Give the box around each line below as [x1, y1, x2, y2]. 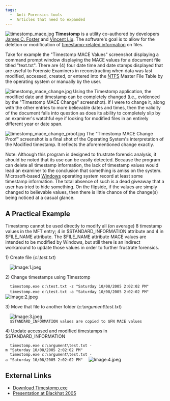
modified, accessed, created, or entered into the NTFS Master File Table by [5, 73, 163, 79]
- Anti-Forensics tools [10, 12, 63, 17]
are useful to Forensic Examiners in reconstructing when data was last [5, 68, 153, 74]
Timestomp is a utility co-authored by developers [55, 31, 159, 37]
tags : [5, 7, 17, 13]
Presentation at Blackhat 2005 [12, 390, 76, 396]
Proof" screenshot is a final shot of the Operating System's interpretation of [5, 136, 164, 142]
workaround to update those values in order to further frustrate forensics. [5, 245, 159, 251]
